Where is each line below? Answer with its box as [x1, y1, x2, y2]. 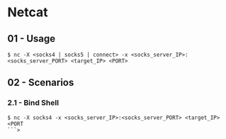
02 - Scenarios [7, 77, 74, 89]
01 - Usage [7, 33, 56, 45]
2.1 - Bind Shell [7, 98, 59, 108]
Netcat [7, 4, 48, 21]
